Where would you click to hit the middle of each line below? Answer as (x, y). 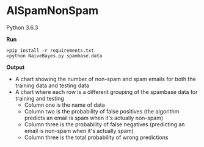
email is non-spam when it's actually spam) (79, 131)
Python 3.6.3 (22, 27)
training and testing (39, 98)
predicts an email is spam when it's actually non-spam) (94, 118)
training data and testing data (52, 85)
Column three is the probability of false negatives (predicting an (104, 124)
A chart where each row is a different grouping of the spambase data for (106, 91)
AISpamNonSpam (53, 11)
